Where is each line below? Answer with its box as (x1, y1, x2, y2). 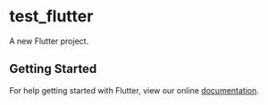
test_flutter (9, 6, 94, 27)
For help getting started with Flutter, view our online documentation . (9, 85, 259, 95)
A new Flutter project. (9, 36, 89, 46)
